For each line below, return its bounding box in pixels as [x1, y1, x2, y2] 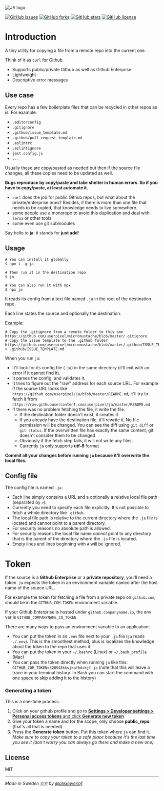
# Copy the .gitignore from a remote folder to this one [5, 329, 123, 334]
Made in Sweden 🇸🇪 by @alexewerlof [5, 780, 83, 787]
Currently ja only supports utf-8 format [19, 443, 99, 449]
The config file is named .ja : [5, 485, 63, 490]
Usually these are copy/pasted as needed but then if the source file [5, 165, 141, 171]
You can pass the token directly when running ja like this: [12, 660, 128, 665]
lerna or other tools [12, 215, 52, 221]
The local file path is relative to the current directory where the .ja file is [12, 515, 158, 521]
